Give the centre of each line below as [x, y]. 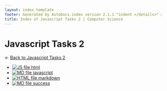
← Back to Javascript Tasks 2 [35, 57]
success [41, 83]
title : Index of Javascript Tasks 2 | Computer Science [64, 19]
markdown [49, 78]
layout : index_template [29, 10]
